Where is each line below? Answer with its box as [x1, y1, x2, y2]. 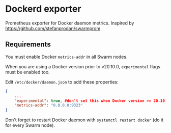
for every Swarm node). [5, 122, 55, 128]
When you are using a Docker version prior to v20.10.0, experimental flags [5, 63, 160, 69]
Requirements [5, 40, 51, 49]
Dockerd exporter [5, 3, 81, 15]
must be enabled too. [5, 69, 50, 75]
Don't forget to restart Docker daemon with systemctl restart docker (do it [5, 117, 164, 123]
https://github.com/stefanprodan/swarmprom [5, 25, 101, 31]
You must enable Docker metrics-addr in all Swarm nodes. [5, 54, 128, 60]
